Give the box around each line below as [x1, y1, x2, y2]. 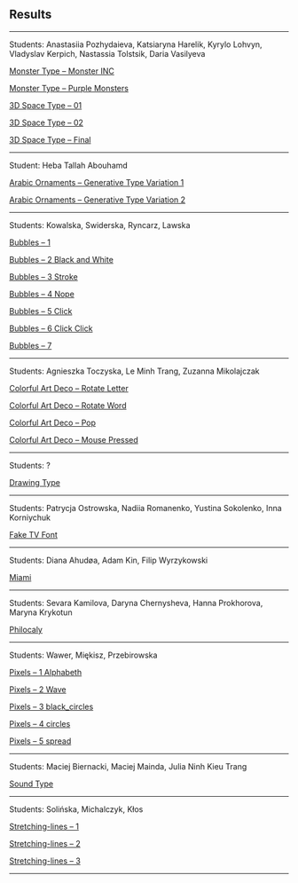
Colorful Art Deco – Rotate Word [9, 399, 127, 411]
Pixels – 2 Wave [9, 683, 67, 695]
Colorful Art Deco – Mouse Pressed [9, 434, 139, 445]
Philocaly [9, 624, 43, 635]
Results [9, 7, 52, 22]
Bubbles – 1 [9, 237, 51, 248]
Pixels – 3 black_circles [9, 701, 94, 712]
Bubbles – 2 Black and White [9, 254, 114, 264]
